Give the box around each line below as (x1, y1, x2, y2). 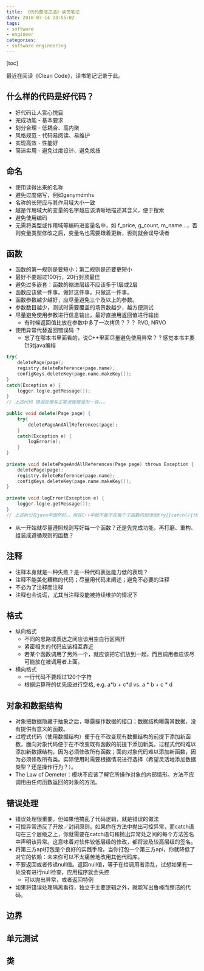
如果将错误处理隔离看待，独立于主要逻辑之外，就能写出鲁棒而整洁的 (15, 884, 186, 891)
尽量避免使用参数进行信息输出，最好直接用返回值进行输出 (15, 311, 159, 319)
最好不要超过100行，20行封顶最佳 (15, 273, 100, 281)
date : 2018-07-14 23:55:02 (6, 15, 75, 21)
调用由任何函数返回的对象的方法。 (15, 778, 101, 786)
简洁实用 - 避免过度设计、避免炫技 (15, 146, 101, 154)
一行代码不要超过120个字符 (24, 673, 92, 681)
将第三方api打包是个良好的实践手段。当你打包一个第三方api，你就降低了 (15, 845, 195, 853)
